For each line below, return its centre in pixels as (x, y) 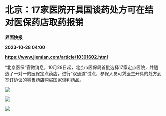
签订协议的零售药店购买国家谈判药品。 (44, 80)
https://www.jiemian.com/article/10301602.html (57, 57)
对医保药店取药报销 (44, 23)
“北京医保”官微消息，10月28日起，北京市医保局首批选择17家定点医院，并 (80, 67)
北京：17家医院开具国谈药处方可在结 (79, 10)
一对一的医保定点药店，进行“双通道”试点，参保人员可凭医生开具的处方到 (87, 73)
